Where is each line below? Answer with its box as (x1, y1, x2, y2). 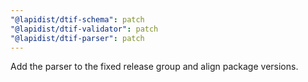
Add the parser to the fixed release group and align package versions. (10, 61, 299, 73)
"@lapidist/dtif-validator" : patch (10, 24, 159, 34)
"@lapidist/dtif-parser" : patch (10, 33, 145, 43)
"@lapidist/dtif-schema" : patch (10, 14, 145, 25)
